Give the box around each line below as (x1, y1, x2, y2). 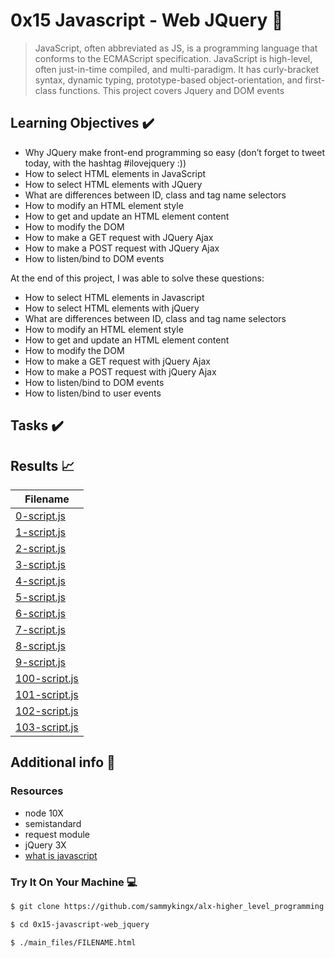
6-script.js (15, 606, 67, 620)
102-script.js (15, 704, 79, 718)
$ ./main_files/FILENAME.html (10, 937, 137, 948)
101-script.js (15, 687, 79, 701)
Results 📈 (10, 457, 75, 474)
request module (24, 828, 90, 840)
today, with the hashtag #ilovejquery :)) (24, 157, 187, 169)
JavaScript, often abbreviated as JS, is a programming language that (34, 42, 318, 54)
